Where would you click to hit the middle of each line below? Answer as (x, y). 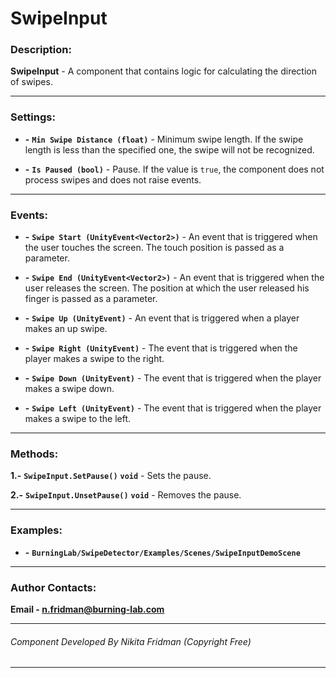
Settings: (33, 117)
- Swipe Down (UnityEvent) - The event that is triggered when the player (173, 378)
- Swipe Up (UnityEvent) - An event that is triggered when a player (162, 318)
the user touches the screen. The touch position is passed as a (154, 248)
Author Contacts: (53, 587)
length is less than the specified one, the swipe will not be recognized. (169, 149)
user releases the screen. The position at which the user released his (167, 288)
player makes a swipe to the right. (94, 359)
